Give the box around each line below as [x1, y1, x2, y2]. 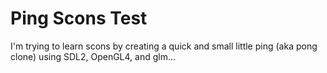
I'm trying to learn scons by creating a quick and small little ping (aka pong [10, 40, 318, 52]
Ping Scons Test [10, 7, 148, 30]
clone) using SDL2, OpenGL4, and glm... [10, 50, 177, 62]
